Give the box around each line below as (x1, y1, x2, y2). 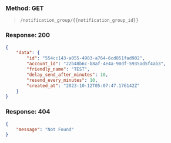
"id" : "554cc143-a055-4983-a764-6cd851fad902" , (26, 55, 145, 61)
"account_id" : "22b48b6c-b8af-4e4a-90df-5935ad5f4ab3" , (26, 61, 166, 67)
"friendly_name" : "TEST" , (26, 66, 90, 72)
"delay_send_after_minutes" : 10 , (26, 72, 109, 78)
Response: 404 (5, 108, 51, 116)
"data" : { (16, 50, 41, 56)
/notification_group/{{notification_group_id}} (19, 18, 139, 24)
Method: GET (5, 4, 45, 12)
